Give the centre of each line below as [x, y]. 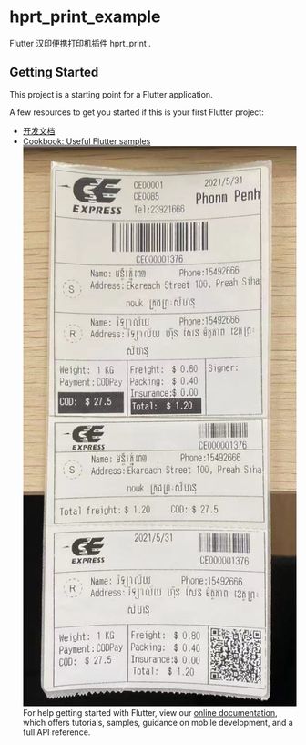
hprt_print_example [85, 17]
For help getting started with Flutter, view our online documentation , [150, 713]
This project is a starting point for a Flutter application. [111, 94]
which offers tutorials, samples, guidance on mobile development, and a [158, 723]
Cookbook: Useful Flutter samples [87, 141]
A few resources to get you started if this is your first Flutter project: [137, 112]
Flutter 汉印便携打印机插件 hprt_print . [81, 43]
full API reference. [56, 732]
